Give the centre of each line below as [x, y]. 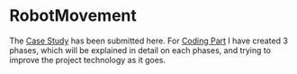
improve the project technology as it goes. [88, 60]
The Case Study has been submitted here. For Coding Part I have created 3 [148, 41]
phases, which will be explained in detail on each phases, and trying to [140, 50]
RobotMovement [73, 16]
